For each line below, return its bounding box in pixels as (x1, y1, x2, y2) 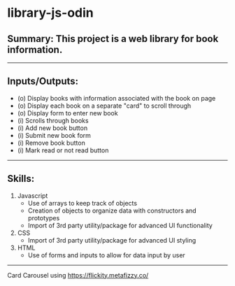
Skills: (7, 173, 35, 185)
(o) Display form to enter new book (17, 108, 118, 117)
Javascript (17, 191, 48, 200)
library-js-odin (7, 5, 94, 21)
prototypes (27, 213, 60, 222)
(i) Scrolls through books (17, 116, 89, 124)
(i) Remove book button (17, 138, 85, 147)
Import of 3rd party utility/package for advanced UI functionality (27, 221, 213, 229)
